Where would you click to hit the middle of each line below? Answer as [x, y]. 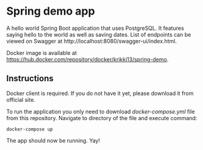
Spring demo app [51, 11]
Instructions [30, 78]
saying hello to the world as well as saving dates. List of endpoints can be [99, 34]
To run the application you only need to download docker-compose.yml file [101, 112]
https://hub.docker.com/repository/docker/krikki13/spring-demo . [87, 59]
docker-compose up [30, 129]
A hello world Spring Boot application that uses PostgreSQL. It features [95, 28]
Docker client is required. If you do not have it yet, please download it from [100, 93]
